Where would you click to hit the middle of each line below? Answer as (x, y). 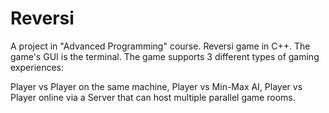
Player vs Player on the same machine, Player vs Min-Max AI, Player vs (156, 86)
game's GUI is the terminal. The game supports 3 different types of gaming (165, 56)
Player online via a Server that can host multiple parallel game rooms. (153, 97)
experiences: (37, 67)
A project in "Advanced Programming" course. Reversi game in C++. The (160, 46)
